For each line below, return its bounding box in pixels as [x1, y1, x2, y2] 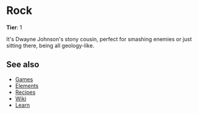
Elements [15, 82, 39, 89]
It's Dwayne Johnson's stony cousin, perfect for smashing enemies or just [6, 35, 193, 42]
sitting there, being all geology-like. [6, 42, 95, 49]
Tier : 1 [6, 24, 22, 31]
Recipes [15, 89, 36, 96]
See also [6, 59, 39, 70]
